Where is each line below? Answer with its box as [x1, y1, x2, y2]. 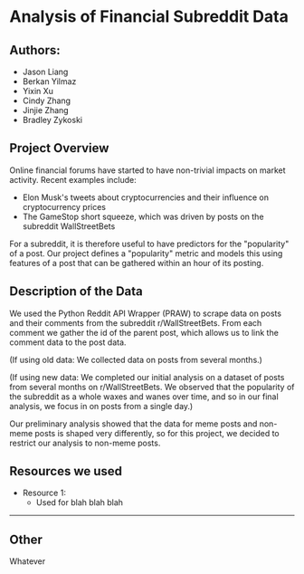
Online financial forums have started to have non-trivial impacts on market [9, 165, 287, 176]
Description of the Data [9, 283, 143, 300]
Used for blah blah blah [35, 497, 124, 508]
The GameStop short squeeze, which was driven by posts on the [22, 211, 264, 222]
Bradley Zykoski [22, 115, 83, 125]
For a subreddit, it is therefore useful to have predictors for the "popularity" [9, 238, 290, 249]
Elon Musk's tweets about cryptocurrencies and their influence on [22, 192, 270, 203]
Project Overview [9, 140, 109, 156]
